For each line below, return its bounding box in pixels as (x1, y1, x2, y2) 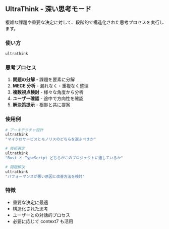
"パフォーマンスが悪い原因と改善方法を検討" (5, 174, 85, 179)
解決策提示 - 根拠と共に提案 (12, 102, 71, 108)
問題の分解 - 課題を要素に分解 (12, 76, 75, 82)
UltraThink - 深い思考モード (5, 5, 92, 14)
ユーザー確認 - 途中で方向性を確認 (12, 96, 84, 102)
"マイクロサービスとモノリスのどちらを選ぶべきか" (5, 137, 96, 142)
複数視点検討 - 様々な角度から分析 (12, 89, 84, 95)
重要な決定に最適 (12, 199, 48, 205)
